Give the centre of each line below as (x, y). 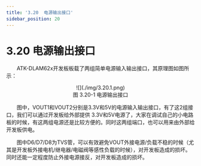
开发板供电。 (22, 130)
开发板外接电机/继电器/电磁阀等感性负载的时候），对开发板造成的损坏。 (104, 150)
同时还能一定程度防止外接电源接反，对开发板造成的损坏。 (77, 157)
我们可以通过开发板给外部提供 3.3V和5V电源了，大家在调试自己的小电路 (105, 115)
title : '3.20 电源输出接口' (40, 12)
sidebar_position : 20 (33, 19)
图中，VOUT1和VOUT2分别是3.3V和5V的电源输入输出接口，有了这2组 (103, 108)
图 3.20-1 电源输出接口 (100, 95)
